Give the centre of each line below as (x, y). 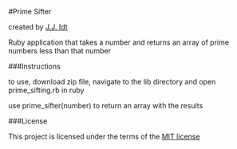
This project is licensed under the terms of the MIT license (104, 136)
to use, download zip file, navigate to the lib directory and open (112, 82)
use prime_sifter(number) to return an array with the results (106, 106)
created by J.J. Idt (38, 27)
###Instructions (35, 66)
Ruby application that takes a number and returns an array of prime (119, 42)
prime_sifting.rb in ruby (46, 90)
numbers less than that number (60, 51)
